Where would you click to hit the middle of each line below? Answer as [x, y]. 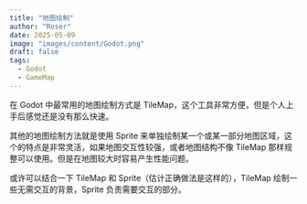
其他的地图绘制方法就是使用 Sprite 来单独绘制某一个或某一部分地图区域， [147, 135]
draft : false [34, 52]
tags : [20, 60]
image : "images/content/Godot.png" [77, 43]
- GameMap [36, 78]
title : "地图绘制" [42, 18]
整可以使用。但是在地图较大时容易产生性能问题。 [101, 158]
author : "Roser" [40, 27]
